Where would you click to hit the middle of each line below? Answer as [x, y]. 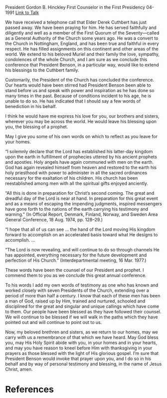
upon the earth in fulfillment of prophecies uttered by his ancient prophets [81, 157]
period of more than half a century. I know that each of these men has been [83, 296]
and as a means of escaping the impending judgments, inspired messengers [83, 204]
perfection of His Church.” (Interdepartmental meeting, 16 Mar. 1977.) [76, 260]
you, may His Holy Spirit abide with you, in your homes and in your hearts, [81, 343]
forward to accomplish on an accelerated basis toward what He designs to [82, 235]
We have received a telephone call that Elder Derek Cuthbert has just [76, 22]
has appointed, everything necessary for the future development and [76, 255]
